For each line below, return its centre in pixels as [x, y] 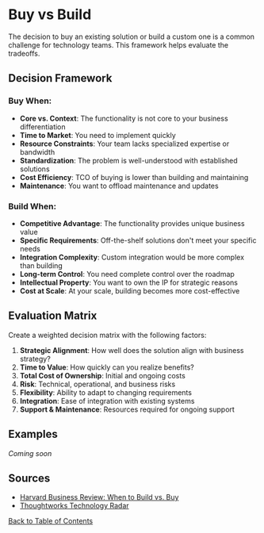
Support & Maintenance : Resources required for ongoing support [127, 409]
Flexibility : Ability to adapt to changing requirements [106, 392]
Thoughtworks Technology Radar [74, 506]
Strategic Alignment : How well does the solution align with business [132, 350]
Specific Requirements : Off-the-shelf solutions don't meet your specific [138, 240]
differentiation [42, 127]
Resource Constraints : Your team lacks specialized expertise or [124, 144]
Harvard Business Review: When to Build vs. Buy [99, 497]
